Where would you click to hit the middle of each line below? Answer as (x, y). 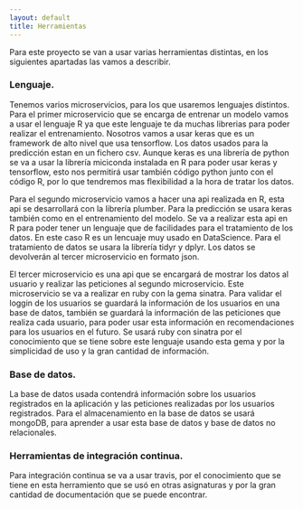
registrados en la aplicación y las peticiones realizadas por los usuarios (142, 404)
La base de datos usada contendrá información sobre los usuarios (133, 394)
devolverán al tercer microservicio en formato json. (104, 256)
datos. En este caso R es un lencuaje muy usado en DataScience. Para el (145, 237)
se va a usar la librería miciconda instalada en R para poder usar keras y (143, 162)
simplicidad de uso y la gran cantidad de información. (109, 351)
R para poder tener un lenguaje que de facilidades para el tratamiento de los (151, 228)
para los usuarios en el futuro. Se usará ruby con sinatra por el (126, 332)
